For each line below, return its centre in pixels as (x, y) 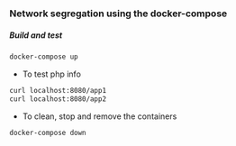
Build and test (36, 35)
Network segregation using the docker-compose (118, 14)
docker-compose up (44, 57)
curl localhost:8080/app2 (58, 99)
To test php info (51, 74)
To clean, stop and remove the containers (100, 116)
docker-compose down (48, 132)
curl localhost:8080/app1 (58, 90)
